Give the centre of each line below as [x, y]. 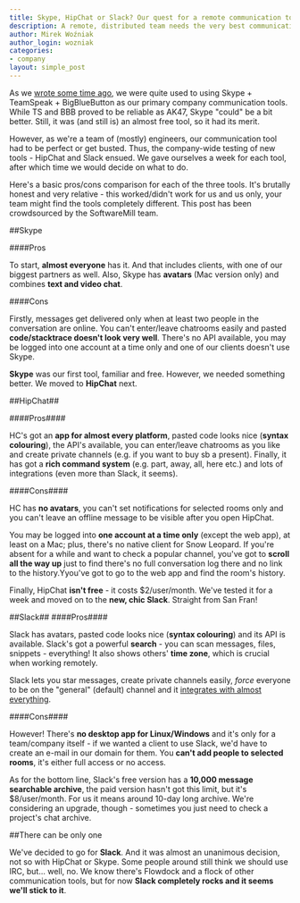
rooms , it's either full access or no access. [88, 762]
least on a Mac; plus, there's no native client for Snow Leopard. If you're [142, 544]
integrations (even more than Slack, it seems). [94, 473]
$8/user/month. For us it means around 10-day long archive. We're [132, 798]
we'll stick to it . [38, 890]
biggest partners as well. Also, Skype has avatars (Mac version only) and [144, 274]
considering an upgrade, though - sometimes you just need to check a [139, 808]
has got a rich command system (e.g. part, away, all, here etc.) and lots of [146, 464]
